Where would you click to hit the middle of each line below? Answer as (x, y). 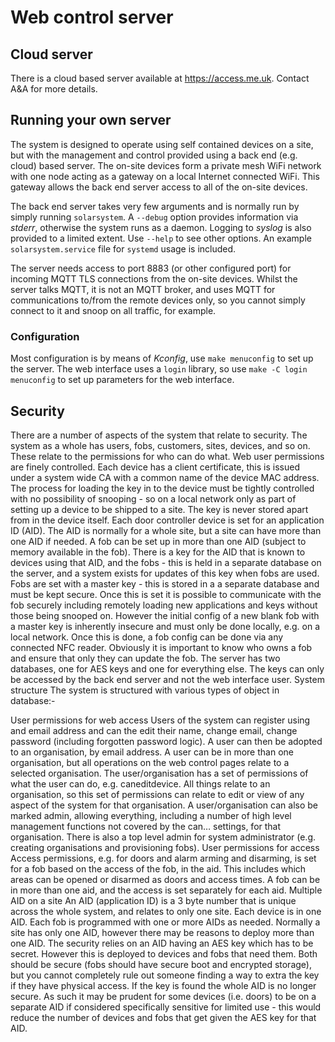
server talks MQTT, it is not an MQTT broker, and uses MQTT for (143, 289)
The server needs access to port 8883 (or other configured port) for (151, 268)
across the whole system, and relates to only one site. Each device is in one (166, 911)
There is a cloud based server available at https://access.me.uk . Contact (160, 78)
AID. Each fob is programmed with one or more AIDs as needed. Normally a (165, 922)
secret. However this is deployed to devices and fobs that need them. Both (164, 953)
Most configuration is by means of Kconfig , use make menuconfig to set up (162, 358)
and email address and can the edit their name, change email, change (154, 730)
